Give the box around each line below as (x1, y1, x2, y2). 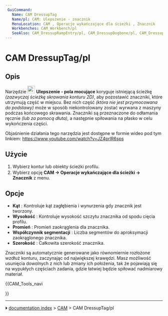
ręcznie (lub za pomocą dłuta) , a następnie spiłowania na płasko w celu (5, 115, 152, 121)
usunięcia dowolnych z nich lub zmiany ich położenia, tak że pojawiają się (5, 260, 157, 266)
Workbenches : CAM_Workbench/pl (11, 26, 77, 31)
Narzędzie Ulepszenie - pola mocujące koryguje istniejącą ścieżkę (5, 89, 152, 94)
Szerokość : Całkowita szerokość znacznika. (12, 240, 105, 246)
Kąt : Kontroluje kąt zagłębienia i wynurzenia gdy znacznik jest (12, 203, 141, 209)
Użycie (5, 150, 27, 159)
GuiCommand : (7, 7, 32, 13)
